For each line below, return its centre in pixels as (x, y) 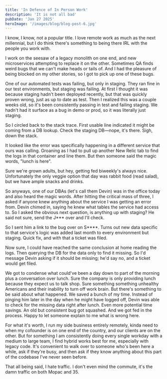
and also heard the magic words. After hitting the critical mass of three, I (79, 196)
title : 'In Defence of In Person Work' (47, 10)
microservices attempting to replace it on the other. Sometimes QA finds (79, 63)
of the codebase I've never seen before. (46, 357)
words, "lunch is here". (28, 161)
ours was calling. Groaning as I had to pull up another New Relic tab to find (82, 151)
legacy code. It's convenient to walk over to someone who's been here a (80, 347)
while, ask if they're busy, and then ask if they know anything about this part (83, 352)
